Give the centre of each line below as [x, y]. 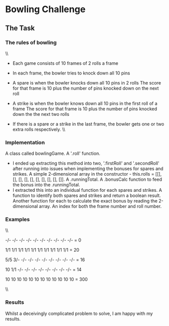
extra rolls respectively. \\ [39, 129]
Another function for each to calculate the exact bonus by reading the [85, 201]
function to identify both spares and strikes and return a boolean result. [87, 195]
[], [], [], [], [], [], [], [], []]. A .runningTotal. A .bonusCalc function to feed [87, 179]
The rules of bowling [31, 43]
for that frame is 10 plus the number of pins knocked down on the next [86, 88]
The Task [20, 28]
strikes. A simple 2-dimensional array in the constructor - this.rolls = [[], [87, 174]
